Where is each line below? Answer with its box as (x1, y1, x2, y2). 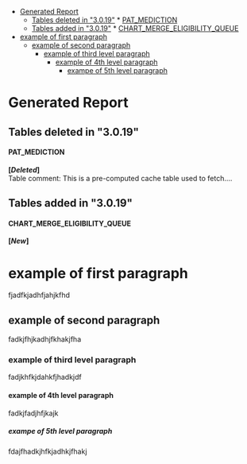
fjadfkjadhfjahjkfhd (8, 290, 70, 300)
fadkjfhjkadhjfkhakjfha (8, 334, 82, 344)
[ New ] (8, 236, 29, 246)
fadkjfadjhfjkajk (8, 408, 59, 418)
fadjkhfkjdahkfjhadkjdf (8, 373, 82, 382)
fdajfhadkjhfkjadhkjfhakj (8, 447, 87, 456)
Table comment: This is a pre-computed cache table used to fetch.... (8, 173, 233, 183)
